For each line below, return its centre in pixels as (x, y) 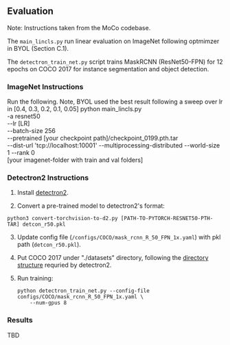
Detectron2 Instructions (48, 178)
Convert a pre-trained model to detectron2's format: (91, 206)
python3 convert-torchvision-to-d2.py (62, 219)
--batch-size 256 (32, 131)
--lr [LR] (19, 123)
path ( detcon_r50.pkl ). (49, 245)
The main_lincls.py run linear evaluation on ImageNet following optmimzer (113, 41)
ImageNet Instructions (45, 86)
